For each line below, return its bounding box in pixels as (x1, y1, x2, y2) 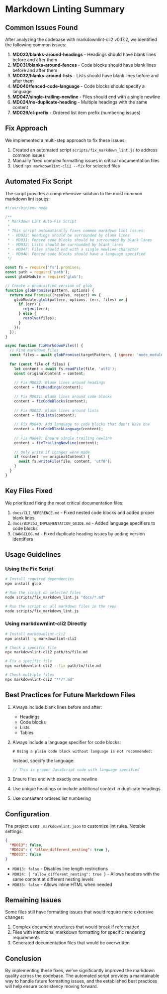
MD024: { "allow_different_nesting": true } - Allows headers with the (12, 870, 160, 877)
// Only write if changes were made (14, 450, 90, 455)
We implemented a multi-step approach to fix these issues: (5, 137, 126, 143)
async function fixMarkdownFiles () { (5, 343, 83, 348)
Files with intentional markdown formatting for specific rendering (12, 929, 146, 935)
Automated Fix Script (5, 177, 73, 186)
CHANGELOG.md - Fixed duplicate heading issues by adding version (12, 530, 145, 536)
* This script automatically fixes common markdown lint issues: (7, 228, 146, 234)
